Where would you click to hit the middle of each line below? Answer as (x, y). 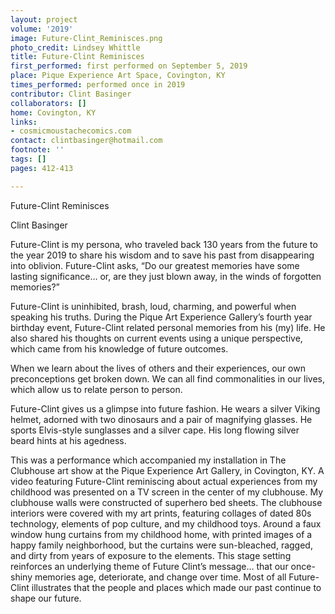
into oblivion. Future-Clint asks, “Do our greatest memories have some (155, 265)
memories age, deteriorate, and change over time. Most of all (160, 577)
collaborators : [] (48, 103)
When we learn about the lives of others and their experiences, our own (158, 368)
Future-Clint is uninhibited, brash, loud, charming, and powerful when (153, 306)
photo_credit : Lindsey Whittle (75, 47)
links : (24, 122)
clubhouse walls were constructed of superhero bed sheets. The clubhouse (166, 502)
